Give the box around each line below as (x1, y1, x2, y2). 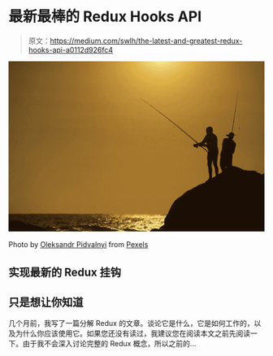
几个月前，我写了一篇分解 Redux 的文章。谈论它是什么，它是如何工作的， (8, 319, 254, 328)
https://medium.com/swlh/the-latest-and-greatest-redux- (50, 36, 243, 46)
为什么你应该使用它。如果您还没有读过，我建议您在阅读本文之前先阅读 (15, 328, 250, 338)
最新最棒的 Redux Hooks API (8, 7, 202, 26)
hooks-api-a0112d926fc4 (28, 45, 114, 54)
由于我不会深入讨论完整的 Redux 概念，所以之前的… (22, 339, 197, 349)
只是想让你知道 (8, 295, 84, 309)
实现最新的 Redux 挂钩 (8, 265, 122, 279)
